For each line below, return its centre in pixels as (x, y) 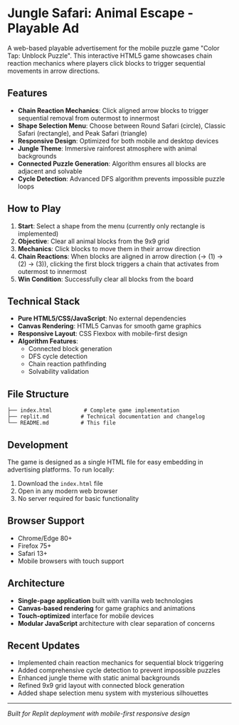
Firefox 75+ (34, 546)
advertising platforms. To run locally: (61, 470)
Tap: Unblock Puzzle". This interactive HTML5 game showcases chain (110, 56)
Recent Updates (44, 646)
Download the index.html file (60, 483)
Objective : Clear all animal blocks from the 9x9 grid (93, 241)
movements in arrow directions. (54, 71)
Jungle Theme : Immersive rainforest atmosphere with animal (107, 148)
